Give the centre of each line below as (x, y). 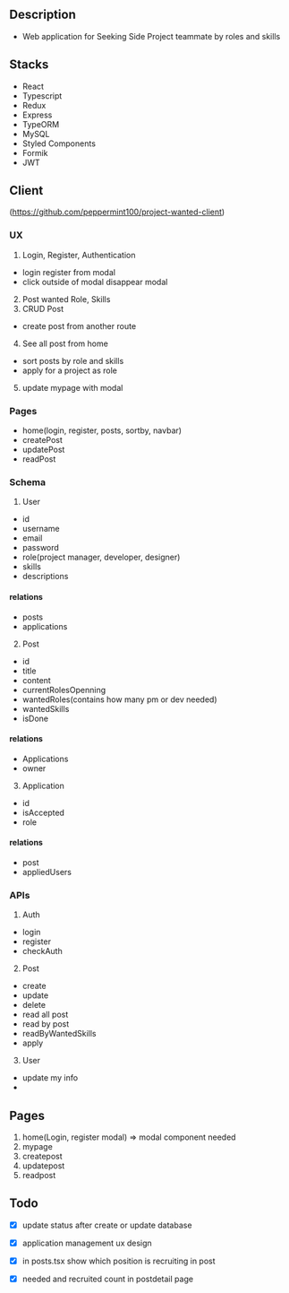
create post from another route (79, 325)
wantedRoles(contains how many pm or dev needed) (119, 699)
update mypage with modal (72, 387)
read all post (45, 1015)
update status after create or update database (107, 1225)
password (41, 548)
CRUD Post (43, 308)
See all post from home (65, 343)
